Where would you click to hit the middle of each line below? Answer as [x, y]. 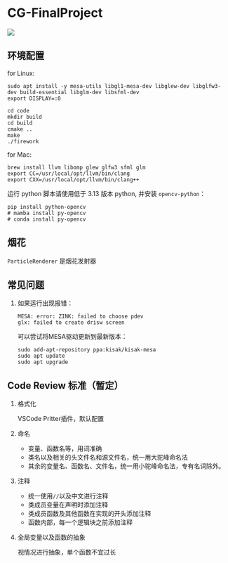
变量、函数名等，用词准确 [65, 448]
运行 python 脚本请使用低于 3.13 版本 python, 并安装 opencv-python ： [106, 193]
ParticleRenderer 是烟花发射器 [52, 261]
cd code [19, 110]
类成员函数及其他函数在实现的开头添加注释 [89, 514]
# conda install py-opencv [47, 219]
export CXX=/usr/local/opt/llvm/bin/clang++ [73, 180]
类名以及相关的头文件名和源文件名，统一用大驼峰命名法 [108, 458]
